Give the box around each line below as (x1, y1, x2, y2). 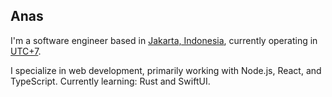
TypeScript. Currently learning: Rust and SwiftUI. (10, 75, 211, 87)
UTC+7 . (10, 45, 42, 57)
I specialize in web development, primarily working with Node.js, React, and (10, 64, 322, 76)
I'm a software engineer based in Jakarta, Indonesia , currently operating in (10, 34, 318, 46)
